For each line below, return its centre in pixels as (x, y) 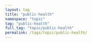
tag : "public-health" (27, 23)
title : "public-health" (30, 14)
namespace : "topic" (25, 19)
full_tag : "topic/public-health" (40, 28)
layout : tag (17, 10)
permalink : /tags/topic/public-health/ (46, 33)
